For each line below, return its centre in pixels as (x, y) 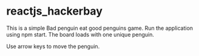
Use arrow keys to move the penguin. (53, 46)
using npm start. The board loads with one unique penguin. (80, 34)
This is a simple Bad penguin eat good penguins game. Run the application (99, 28)
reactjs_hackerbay (55, 11)
